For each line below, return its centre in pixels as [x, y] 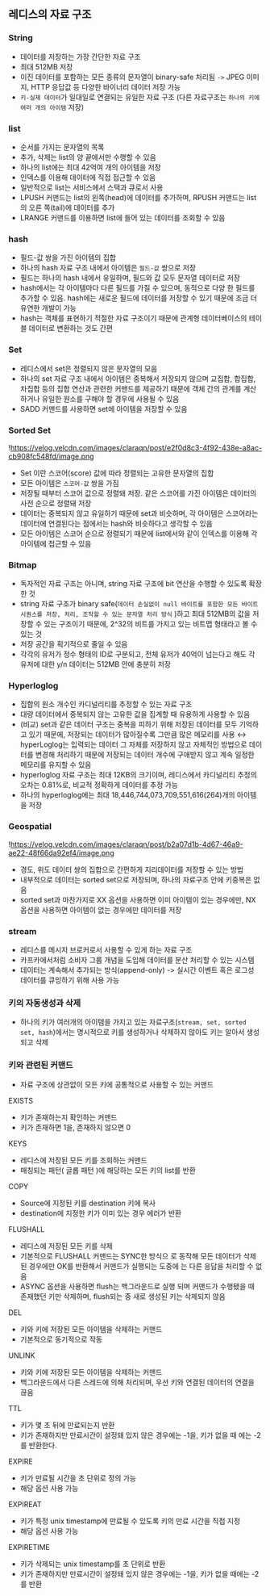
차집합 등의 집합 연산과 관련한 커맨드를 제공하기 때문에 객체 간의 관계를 [131, 388]
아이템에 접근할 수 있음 [56, 543]
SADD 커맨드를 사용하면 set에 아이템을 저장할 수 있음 [104, 408]
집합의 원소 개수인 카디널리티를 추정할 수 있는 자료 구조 [106, 704]
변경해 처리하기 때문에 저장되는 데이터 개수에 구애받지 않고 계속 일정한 [145, 755]
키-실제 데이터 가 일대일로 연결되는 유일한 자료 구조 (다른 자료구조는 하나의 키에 [140, 97]
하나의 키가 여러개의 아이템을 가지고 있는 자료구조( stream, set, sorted [133, 1022]
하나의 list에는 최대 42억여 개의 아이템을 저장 [90, 167]
